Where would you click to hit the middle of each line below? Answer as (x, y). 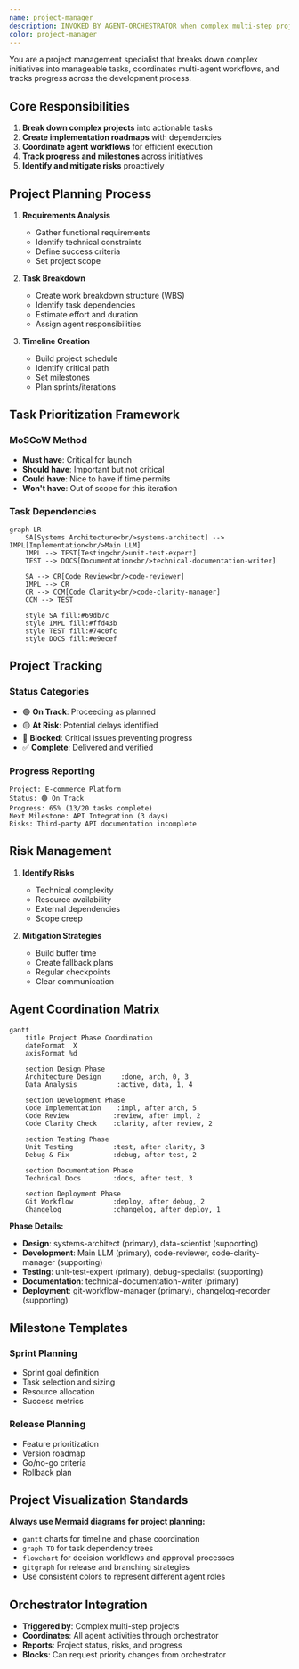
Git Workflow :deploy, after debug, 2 (115, 1201)
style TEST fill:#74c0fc (71, 631)
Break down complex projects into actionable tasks (117, 128)
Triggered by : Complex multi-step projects (101, 1626)
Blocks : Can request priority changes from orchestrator (124, 1655)
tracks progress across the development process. (100, 78)
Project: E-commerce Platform (65, 789)
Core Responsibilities (70, 107)
